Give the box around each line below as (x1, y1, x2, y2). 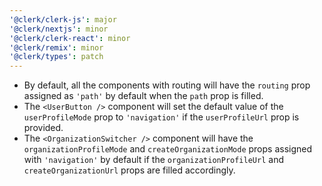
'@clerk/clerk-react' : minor (9, 33, 131, 43)
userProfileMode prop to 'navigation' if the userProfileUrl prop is (23, 111, 300, 123)
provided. (23, 122, 64, 134)
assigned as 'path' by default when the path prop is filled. (23, 90, 264, 102)
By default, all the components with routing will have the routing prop (23, 79, 311, 91)
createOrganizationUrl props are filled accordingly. (23, 164, 236, 176)
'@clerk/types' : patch (9, 52, 104, 62)
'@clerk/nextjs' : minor (9, 24, 109, 34)
